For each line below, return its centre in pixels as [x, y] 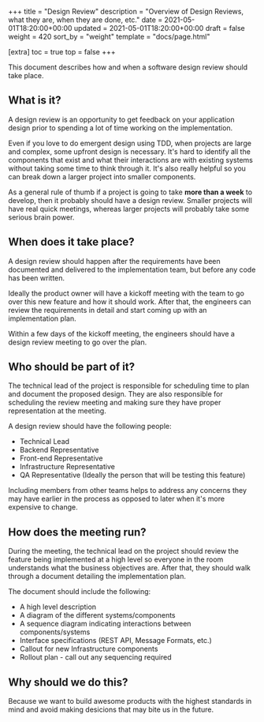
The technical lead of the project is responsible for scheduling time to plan [129, 385]
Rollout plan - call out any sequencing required [95, 657]
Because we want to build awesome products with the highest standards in [130, 701]
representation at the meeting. [57, 411]
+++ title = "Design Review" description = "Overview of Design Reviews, [126, 11]
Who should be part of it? [72, 367]
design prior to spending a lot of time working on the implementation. [121, 128]
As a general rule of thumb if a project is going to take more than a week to [130, 192]
